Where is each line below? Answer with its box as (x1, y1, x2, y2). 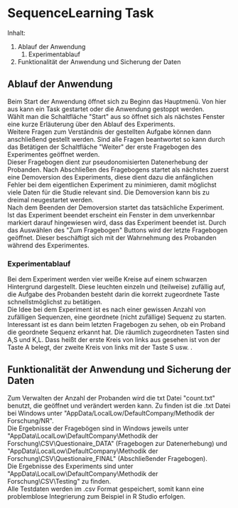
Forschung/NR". (7, 416, 55, 425)
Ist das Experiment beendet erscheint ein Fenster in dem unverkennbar (7, 210, 215, 219)
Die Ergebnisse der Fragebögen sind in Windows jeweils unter (7, 424, 189, 432)
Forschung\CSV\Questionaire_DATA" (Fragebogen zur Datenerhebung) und (7, 439, 227, 447)
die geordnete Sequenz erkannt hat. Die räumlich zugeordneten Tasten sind (7, 328, 229, 336)
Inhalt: (7, 28, 26, 37)
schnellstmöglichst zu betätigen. (7, 298, 103, 306)
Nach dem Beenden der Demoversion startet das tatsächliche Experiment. (7, 203, 225, 212)
